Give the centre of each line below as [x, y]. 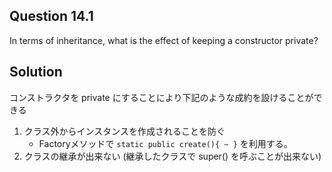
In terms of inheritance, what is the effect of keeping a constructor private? [164, 40]
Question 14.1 [51, 16]
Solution [36, 72]
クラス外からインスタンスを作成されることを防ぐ [124, 131]
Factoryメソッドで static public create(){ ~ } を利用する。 [165, 143]
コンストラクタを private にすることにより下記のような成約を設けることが [161, 97]
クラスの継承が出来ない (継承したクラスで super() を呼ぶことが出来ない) [172, 156]
